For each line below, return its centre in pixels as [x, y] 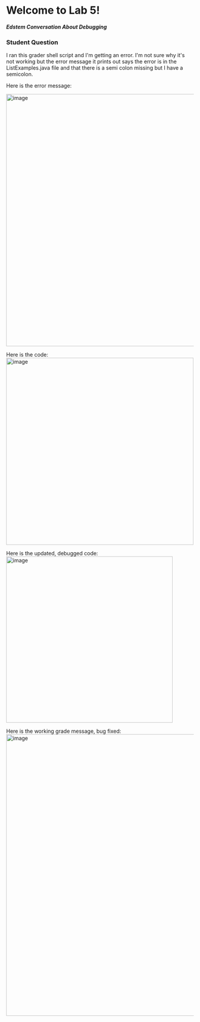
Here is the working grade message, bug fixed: [64, 731]
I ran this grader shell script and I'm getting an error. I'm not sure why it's [96, 55]
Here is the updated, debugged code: [52, 554]
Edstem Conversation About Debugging [57, 27]
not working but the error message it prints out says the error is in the [91, 62]
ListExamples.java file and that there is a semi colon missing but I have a [95, 68]
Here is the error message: [39, 86]
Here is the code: [27, 355]
